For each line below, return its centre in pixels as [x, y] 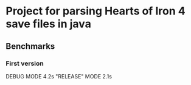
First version [25, 63]
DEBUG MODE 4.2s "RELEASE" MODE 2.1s [59, 76]
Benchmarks [30, 46]
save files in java [49, 24]
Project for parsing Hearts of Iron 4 [96, 11]
